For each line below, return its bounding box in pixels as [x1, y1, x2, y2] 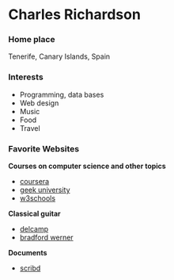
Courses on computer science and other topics [8, 161, 166, 171]
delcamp [19, 224, 49, 234]
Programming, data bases [19, 90, 104, 99]
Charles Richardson [8, 6, 141, 24]
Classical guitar [8, 209, 61, 219]
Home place [8, 34, 55, 45]
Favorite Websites [8, 143, 80, 154]
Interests [8, 71, 43, 82]
